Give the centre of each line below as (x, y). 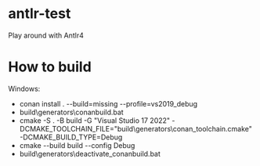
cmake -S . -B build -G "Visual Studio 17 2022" (95, 120)
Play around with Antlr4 (46, 35)
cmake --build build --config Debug (77, 145)
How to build (50, 67)
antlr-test (40, 14)
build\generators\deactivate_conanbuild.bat (90, 153)
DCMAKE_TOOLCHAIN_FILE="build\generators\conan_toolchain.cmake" (136, 128)
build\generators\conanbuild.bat (71, 112)
